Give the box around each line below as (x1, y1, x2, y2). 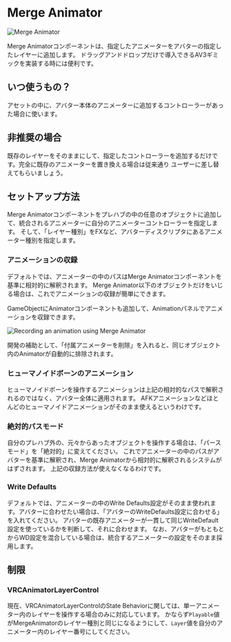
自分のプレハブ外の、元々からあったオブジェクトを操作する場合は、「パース (7, 438, 222, 447)
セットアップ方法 (7, 191, 80, 202)
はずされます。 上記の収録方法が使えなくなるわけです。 (7, 465, 165, 473)
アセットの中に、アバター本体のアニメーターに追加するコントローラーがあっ (7, 101, 224, 109)
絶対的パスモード (7, 421, 64, 431)
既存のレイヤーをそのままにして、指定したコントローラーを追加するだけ (7, 151, 212, 159)
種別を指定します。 (25, 236, 79, 244)
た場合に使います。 (7, 109, 61, 118)
